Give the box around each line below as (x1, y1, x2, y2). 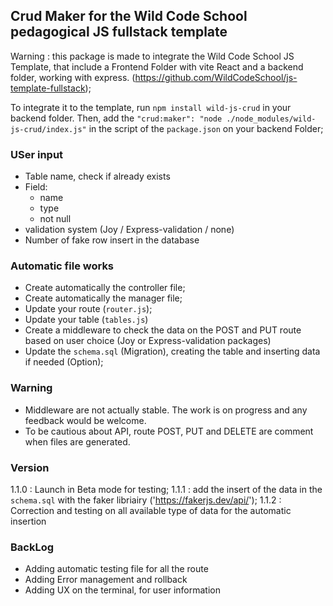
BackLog (10, 540, 55, 554)
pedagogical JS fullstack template (10, 24, 228, 41)
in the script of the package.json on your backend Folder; (88, 122, 324, 134)
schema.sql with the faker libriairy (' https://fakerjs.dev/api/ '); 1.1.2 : (10, 494, 282, 506)
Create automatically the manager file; (24, 292, 183, 304)
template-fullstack (10, 82, 86, 94)
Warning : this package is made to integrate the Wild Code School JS (10, 50, 295, 62)
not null (39, 213, 72, 225)
